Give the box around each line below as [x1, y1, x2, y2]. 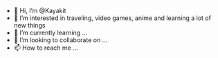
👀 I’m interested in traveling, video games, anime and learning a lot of [13, 14, 211, 22]
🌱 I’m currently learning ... [13, 28, 88, 37]
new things [13, 21, 46, 29]
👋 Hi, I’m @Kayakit [13, 7, 66, 14]
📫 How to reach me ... [13, 43, 78, 52]
